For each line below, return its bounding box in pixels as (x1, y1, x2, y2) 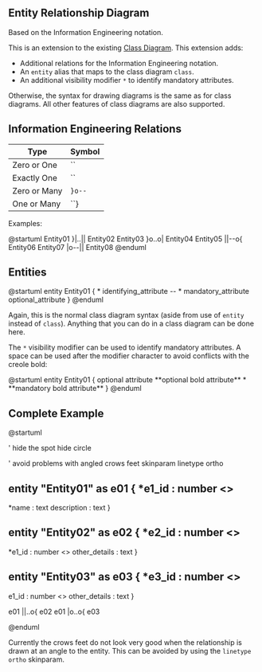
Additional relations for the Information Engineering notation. (19, 58, 219, 68)
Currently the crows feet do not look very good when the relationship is (8, 637, 243, 647)
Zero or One (12, 159, 57, 170)
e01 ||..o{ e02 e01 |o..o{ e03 (8, 607, 100, 616)
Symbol (70, 146, 100, 157)
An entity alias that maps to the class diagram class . (19, 67, 194, 76)
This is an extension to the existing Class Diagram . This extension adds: (8, 43, 244, 53)
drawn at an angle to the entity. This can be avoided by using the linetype (8, 646, 252, 655)
